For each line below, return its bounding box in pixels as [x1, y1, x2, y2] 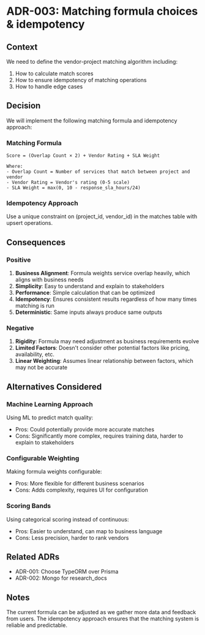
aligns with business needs [15, 276, 84, 283]
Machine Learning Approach [6, 400, 93, 408]
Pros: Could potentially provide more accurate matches [15, 426, 155, 433]
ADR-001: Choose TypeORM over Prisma [15, 568, 119, 576]
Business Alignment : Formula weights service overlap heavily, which [15, 270, 190, 277]
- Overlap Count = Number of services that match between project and [6, 169, 190, 175]
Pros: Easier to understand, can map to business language [15, 527, 163, 534]
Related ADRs [6, 552, 60, 562]
